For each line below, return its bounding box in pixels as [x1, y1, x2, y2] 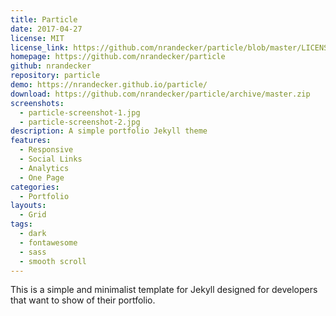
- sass [19, 247, 47, 257]
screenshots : [10, 98, 65, 108]
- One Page [19, 172, 65, 183]
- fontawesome [19, 237, 78, 248]
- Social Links [19, 154, 83, 164]
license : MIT [10, 33, 65, 43]
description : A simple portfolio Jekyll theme [10, 126, 208, 136]
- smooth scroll [19, 256, 87, 266]
